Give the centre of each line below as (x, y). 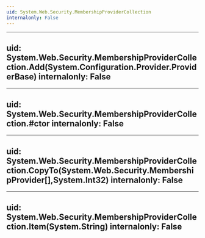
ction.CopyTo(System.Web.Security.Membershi (100, 171)
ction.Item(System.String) (57, 227)
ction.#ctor (28, 124)
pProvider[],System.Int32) (58, 180)
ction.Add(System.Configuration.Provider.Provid (102, 67)
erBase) (22, 77)
